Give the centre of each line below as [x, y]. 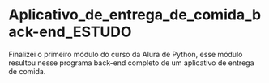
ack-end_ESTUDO [70, 32]
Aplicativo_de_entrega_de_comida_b [135, 15]
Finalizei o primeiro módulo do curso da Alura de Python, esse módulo [126, 54]
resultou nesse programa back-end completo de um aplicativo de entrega [131, 63]
